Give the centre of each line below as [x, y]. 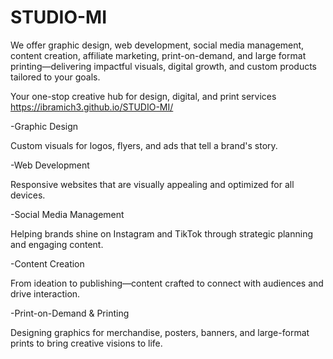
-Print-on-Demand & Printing [70, 313]
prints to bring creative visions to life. [86, 343]
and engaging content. [57, 244]
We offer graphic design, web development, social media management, [157, 45]
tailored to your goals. [55, 77]
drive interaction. [45, 293]
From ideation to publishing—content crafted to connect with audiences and [167, 283]
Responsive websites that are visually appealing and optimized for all [152, 184]
